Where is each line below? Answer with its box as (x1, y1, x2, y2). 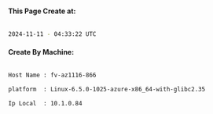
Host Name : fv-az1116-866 (8, 71, 97, 80)
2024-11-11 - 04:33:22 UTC (8, 30, 97, 38)
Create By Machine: (8, 47, 75, 56)
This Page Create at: (8, 6, 76, 16)
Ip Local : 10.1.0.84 (8, 100, 83, 108)
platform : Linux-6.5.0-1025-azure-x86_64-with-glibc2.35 (8, 86, 206, 94)
